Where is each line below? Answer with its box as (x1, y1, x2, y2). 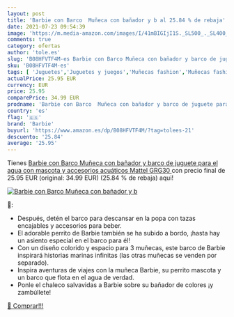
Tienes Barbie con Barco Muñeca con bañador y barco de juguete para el (7, 159, 218, 167)
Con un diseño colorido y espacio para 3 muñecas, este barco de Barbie (17, 244, 226, 252)
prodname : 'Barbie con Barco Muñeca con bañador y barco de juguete (7, 101, 214, 108)
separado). (17, 258, 49, 267)
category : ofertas (7, 42, 61, 49)
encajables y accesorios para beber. (17, 222, 122, 230)
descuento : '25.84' (7, 133, 64, 140)
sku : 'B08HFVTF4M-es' (7, 62, 70, 69)
